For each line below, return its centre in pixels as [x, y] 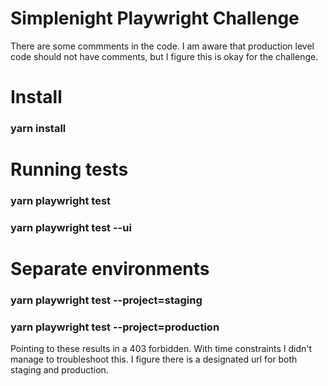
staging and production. [59, 370]
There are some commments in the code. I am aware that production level [162, 46]
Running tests [69, 169]
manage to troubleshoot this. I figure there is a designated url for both [154, 359]
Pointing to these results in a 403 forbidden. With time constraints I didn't [161, 349]
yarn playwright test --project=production [115, 327]
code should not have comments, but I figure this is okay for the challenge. [164, 56]
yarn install [38, 129]
